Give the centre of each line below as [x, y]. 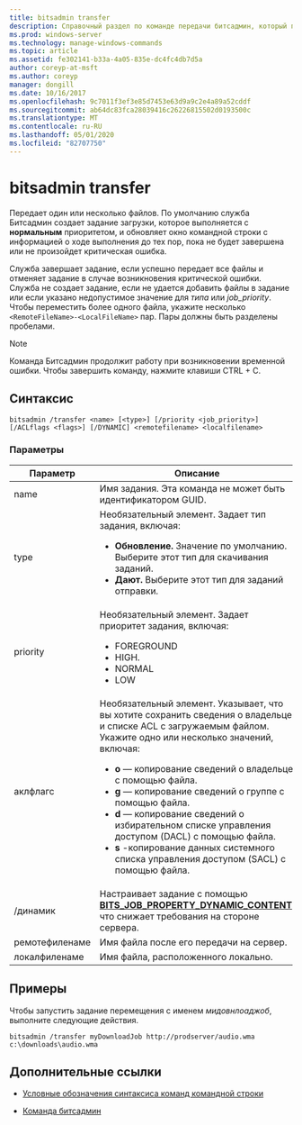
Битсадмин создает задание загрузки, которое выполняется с [129, 222]
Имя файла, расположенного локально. [186, 957]
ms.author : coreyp [44, 77]
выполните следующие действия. [74, 1020]
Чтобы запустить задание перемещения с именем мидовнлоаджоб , [141, 1011]
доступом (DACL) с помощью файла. [195, 836]
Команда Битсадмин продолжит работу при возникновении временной [147, 360]
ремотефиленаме [53, 942]
